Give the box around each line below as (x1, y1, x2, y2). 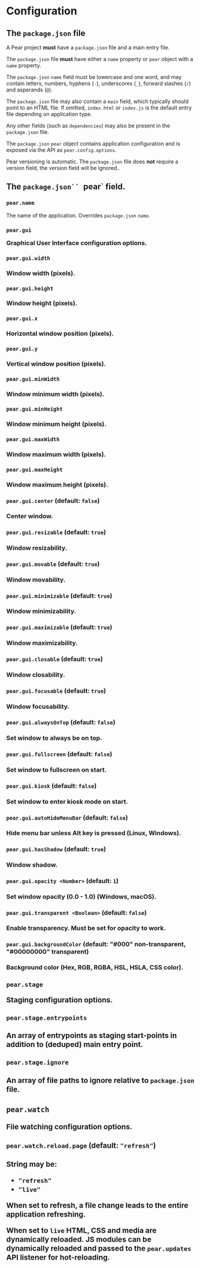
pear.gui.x (6, 316, 38, 322)
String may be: (6, 1159, 57, 1169)
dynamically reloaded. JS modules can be (6, 1234, 151, 1245)
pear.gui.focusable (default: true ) (6, 687, 107, 695)
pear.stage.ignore (6, 1058, 69, 1067)
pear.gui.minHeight (6, 406, 63, 412)
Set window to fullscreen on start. (6, 765, 107, 773)
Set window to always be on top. (6, 734, 103, 742)
